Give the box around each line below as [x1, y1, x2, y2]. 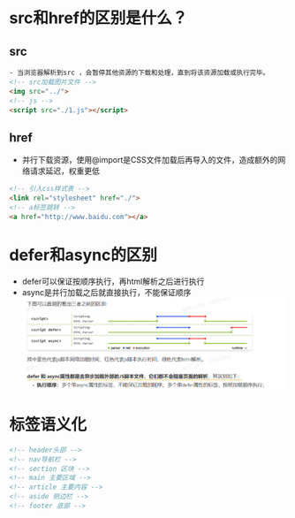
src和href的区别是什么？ [9, 8, 188, 28]
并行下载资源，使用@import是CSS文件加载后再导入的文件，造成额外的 [21, 155, 278, 165]
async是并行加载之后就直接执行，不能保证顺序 [21, 286, 192, 297]
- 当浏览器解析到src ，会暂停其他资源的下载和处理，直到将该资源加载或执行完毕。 [9, 68, 270, 77]
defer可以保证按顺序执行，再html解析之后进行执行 [21, 276, 205, 286]
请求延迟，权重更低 [29, 165, 100, 177]
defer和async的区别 [9, 245, 157, 265]
